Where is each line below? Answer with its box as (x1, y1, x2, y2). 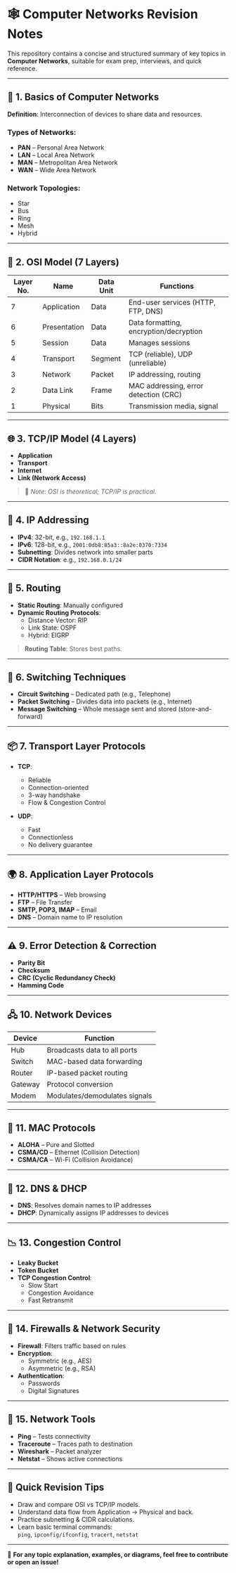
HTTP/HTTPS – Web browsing (17, 891, 107, 899)
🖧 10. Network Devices (7, 1009, 112, 1021)
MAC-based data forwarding (46, 1056, 143, 1066)
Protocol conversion (46, 1079, 114, 1089)
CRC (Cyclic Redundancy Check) (17, 973, 116, 982)
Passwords (27, 1379, 60, 1387)
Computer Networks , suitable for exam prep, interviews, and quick (7, 56, 202, 65)
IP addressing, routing (129, 370, 202, 380)
